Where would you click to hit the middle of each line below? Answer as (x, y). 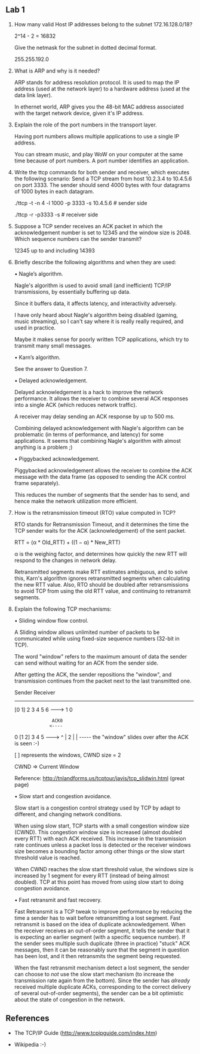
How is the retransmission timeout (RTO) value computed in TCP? (95, 512)
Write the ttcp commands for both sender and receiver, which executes (102, 172)
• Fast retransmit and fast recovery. (58, 900)
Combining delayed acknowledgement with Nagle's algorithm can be (99, 428)
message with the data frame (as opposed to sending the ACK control (100, 476)
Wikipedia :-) (30, 1044)
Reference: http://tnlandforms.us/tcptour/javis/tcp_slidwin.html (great (99, 778)
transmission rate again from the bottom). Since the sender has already (102, 980)
